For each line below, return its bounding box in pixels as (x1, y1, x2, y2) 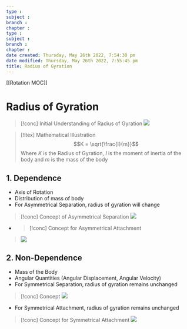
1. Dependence (6, 173, 62, 183)
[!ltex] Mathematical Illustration (20, 132, 96, 139)
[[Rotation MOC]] (6, 79, 48, 86)
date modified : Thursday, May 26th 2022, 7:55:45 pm (6, 58, 138, 63)
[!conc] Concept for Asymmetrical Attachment (29, 224, 142, 232)
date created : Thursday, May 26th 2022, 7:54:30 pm (6, 52, 135, 58)
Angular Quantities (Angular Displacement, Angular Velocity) (14, 274, 162, 281)
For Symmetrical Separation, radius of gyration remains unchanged (14, 280, 178, 288)
